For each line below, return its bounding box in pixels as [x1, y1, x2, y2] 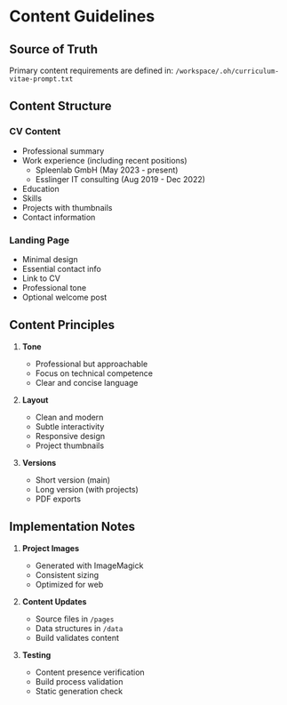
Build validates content [35, 632, 120, 643]
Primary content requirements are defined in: [9, 65, 174, 76]
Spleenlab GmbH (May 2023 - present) [35, 164, 179, 175]
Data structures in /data [35, 622, 124, 633]
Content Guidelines [9, 6, 155, 27]
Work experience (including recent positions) [21, 155, 188, 165]
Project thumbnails [35, 440, 105, 451]
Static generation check [35, 685, 123, 696]
